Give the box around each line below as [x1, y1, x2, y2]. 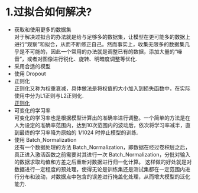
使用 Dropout [14, 70, 47, 77]
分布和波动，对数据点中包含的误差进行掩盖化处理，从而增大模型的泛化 [19, 173, 190, 180]
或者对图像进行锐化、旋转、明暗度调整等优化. [27, 55, 137, 62]
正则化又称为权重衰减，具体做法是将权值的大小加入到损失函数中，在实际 [14, 85, 190, 92]
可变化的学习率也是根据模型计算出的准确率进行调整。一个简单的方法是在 [14, 114, 190, 121]
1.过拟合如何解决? [5, 5, 92, 19]
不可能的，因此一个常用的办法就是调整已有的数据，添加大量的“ [24, 48, 177, 55]
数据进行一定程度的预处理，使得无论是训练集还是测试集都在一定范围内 [14, 165, 186, 172]
